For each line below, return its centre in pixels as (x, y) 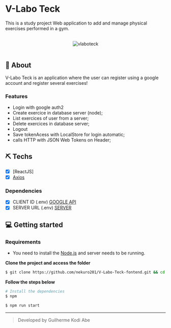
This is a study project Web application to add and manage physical (76, 23)
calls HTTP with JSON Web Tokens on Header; (62, 140)
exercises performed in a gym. (37, 28)
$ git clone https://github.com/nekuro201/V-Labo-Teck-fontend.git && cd (85, 272)
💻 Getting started (34, 225)
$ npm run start (22, 305)
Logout (20, 129)
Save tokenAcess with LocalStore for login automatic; (69, 135)
